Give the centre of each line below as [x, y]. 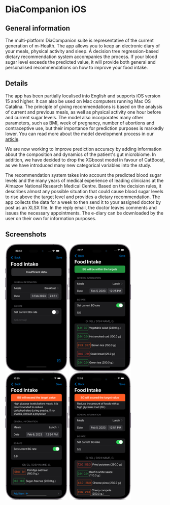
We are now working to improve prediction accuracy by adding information [83, 149]
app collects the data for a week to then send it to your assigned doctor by [83, 202]
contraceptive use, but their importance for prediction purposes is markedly [84, 128]
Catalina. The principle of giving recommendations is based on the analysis [84, 107]
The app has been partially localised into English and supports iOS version [83, 96]
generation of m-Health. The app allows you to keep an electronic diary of [83, 46]
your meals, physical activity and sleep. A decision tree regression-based [82, 51]
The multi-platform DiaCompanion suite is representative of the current [79, 40]
